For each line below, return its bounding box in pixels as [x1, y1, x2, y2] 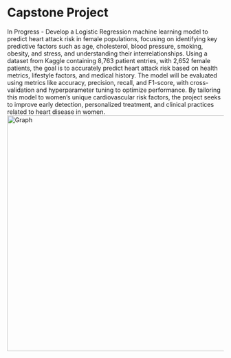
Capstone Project [7, 5, 109, 21]
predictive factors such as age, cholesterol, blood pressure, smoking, [7, 42, 203, 50]
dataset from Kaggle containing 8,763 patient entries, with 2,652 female [7, 56, 211, 64]
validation [7, 86, 35, 94]
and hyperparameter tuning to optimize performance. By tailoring [36, 86, 221, 94]
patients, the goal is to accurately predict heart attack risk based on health [7, 64, 218, 72]
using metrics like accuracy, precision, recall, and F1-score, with [7, 78, 189, 86]
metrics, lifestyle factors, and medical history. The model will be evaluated [7, 71, 218, 80]
